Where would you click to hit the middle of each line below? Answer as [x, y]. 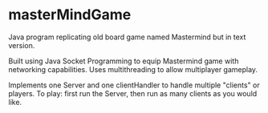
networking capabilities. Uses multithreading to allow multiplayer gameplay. [133, 69]
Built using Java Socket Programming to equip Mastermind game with [124, 61]
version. [22, 45]
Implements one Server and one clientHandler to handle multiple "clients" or [134, 85]
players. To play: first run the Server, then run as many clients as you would [133, 93]
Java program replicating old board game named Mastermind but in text [127, 37]
